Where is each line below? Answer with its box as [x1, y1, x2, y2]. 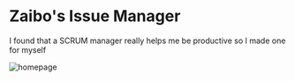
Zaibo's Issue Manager [9, 6, 181, 26]
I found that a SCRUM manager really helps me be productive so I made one [9, 35, 286, 46]
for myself [9, 44, 47, 55]
